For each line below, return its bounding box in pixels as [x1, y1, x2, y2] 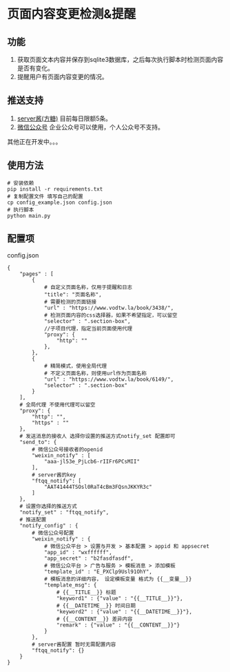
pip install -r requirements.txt [7, 185, 103, 193]
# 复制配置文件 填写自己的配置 [7, 193, 84, 200]
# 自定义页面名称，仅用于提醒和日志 [43, 284, 133, 291]
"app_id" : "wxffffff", [43, 549, 112, 556]
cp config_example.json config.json [7, 199, 112, 206]
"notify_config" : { [19, 523, 79, 529]
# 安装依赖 [7, 180, 34, 187]
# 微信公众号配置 [32, 529, 74, 537]
